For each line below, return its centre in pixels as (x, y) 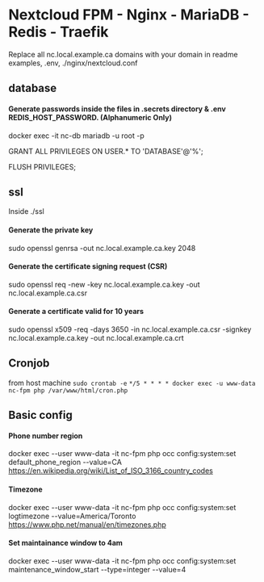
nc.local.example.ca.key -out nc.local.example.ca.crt (96, 337)
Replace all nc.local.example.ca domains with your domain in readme (123, 54)
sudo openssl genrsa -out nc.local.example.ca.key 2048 (102, 248)
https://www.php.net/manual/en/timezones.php (88, 524)
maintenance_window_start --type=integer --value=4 (97, 569)
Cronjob (29, 364)
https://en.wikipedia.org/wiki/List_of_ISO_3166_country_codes (111, 471)
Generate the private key (51, 230)
